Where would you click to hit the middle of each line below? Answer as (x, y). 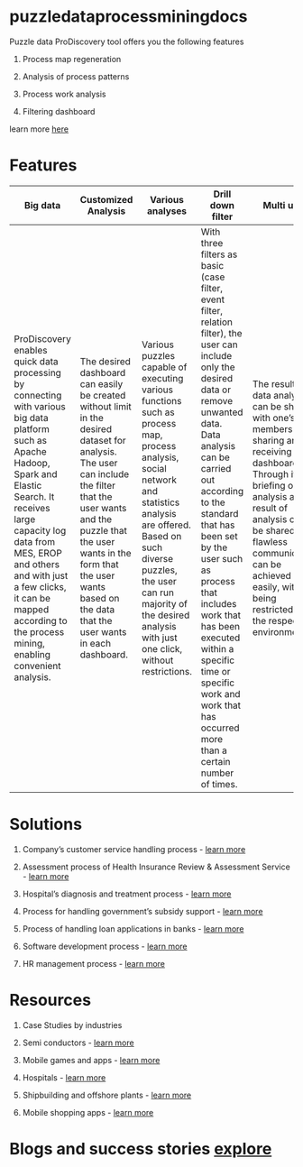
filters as (219, 254)
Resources (50, 1000)
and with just (41, 575)
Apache (30, 451)
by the (214, 547)
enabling (32, 654)
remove (217, 400)
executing (162, 378)
